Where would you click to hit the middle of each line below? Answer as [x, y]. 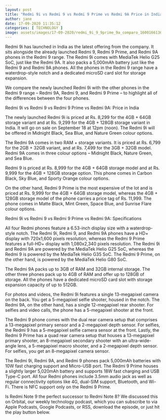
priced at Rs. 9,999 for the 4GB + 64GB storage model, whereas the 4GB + [82, 193]
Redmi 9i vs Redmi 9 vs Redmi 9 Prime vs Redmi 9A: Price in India [72, 108]
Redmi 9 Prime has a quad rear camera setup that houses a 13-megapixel [80, 335]
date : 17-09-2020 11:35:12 [33, 23]
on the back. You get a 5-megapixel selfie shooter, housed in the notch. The [82, 300]
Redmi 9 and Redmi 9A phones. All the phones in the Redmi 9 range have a [82, 68]
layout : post [19, 10]
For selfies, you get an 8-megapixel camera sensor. [58, 351]
